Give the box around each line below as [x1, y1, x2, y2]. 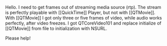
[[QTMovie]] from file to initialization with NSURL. [5, 25, 107, 31]
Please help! [5, 35, 31, 41]
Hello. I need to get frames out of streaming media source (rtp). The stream [5, 4, 161, 10]
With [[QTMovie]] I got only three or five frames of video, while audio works [5, 15, 162, 20]
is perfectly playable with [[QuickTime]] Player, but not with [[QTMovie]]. [5, 9, 156, 15]
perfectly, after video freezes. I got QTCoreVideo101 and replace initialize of [5, 20, 162, 26]
